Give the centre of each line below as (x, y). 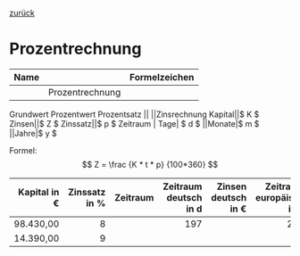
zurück (22, 13)
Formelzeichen (162, 77)
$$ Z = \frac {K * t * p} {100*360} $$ (150, 164)
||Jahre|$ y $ (33, 133)
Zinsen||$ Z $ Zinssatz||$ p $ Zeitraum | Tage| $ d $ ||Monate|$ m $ (134, 123)
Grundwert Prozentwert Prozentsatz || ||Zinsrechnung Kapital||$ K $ (134, 114)
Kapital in (38, 192)
